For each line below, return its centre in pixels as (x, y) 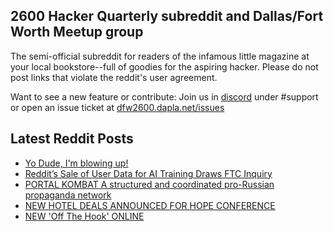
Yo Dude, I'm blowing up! (76, 163)
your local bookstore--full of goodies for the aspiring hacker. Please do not (164, 66)
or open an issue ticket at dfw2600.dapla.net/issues (117, 107)
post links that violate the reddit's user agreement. (114, 77)
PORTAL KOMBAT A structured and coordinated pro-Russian (149, 184)
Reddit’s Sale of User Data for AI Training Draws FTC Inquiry (148, 173)
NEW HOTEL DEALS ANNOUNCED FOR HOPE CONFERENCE (150, 205)
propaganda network (68, 195)
